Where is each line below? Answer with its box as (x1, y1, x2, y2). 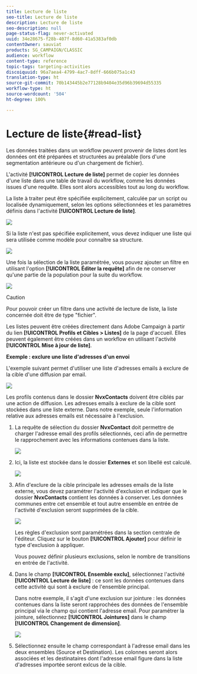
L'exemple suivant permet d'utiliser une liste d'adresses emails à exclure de (6, 364, 189, 372)
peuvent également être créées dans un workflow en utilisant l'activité (6, 335, 176, 343)
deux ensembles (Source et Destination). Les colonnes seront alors (14, 648, 178, 656)
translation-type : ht (6, 74, 59, 80)
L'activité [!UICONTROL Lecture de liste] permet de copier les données (6, 171, 179, 178)
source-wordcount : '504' (6, 91, 67, 97)
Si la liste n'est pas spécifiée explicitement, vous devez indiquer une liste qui (6, 230, 192, 237)
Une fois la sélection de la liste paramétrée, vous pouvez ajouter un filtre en (6, 258, 189, 266)
